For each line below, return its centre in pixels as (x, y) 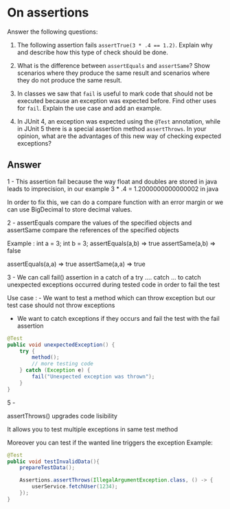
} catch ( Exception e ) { (55, 370)
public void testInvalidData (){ (53, 462)
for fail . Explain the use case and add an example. (89, 108)
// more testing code (63, 364)
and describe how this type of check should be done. (92, 52)
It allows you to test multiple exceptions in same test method (93, 429)
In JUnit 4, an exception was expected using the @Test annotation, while (119, 121)
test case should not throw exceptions (61, 305)
